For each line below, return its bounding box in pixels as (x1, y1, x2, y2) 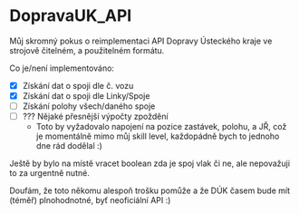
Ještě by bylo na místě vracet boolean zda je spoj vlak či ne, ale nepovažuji (9, 158, 291, 169)
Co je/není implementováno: (9, 63, 115, 73)
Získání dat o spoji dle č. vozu (22, 80, 134, 91)
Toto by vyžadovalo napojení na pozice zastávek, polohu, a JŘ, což (35, 122, 287, 132)
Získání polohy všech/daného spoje (22, 101, 156, 112)
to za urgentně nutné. (9, 168, 91, 179)
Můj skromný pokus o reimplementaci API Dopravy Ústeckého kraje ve (9, 35, 273, 46)
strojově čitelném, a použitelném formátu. (9, 44, 165, 55)
